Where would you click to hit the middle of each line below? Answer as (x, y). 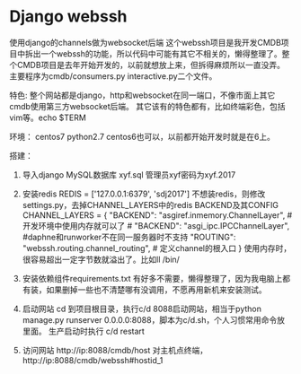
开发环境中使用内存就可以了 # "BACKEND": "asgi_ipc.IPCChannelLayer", (156, 225)
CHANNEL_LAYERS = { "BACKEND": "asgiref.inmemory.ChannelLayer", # (157, 215)
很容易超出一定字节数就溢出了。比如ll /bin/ (101, 259)
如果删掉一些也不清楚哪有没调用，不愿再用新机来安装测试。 (156, 290)
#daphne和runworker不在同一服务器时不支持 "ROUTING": (129, 237)
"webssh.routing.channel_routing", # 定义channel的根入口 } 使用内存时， (157, 248)
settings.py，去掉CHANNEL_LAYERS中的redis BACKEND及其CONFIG (150, 204)
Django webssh (68, 17)
